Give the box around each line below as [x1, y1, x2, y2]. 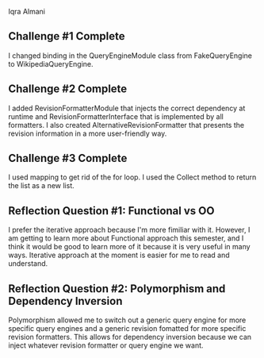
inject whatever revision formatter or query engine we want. [8, 341, 204, 350]
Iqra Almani [8, 7, 46, 16]
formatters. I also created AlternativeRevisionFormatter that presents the [8, 120, 244, 129]
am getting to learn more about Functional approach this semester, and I [8, 233, 244, 243]
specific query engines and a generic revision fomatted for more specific [8, 324, 247, 333]
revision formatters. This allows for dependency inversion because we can [8, 333, 252, 342]
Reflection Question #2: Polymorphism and [8, 282, 226, 295]
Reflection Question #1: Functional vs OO [8, 204, 215, 217]
